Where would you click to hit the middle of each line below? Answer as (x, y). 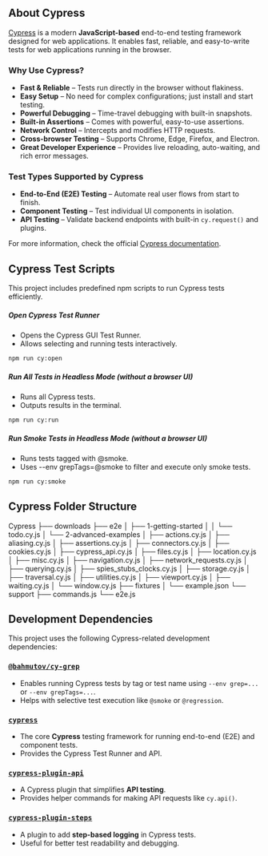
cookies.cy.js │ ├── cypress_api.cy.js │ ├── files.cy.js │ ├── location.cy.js (132, 551)
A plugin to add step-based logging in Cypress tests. (108, 834)
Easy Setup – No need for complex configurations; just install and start (136, 96)
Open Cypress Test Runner (54, 315)
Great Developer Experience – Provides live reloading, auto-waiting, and (140, 147)
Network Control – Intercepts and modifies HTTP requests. (118, 131)
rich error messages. (54, 156)
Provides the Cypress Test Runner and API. (91, 753)
